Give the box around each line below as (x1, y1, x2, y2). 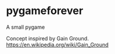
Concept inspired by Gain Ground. (6, 35, 89, 42)
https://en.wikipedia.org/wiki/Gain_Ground (6, 41, 109, 48)
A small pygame (6, 23, 45, 31)
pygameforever (6, 4, 84, 18)
